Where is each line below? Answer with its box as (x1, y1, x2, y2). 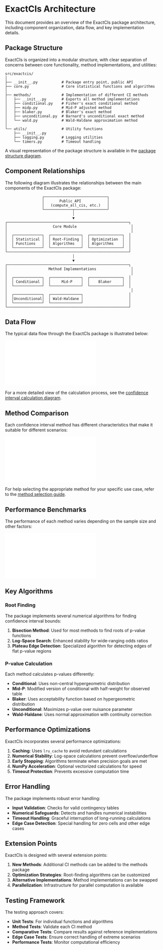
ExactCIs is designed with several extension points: (5, 852, 108, 858)
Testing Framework (5, 896, 65, 904)
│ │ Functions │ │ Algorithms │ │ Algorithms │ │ (5, 241, 131, 246)
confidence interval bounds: (5, 618, 62, 624)
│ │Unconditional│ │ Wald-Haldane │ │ (5, 296, 131, 301)
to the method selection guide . (5, 491, 66, 497)
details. (5, 30, 20, 35)
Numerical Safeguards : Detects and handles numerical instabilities (12, 810, 147, 816)
